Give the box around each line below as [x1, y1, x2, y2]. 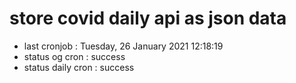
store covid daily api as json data [9, 7, 287, 30]
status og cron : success [23, 50, 126, 62]
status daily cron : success [23, 61, 135, 73]
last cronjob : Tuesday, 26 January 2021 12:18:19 [23, 40, 224, 52]
